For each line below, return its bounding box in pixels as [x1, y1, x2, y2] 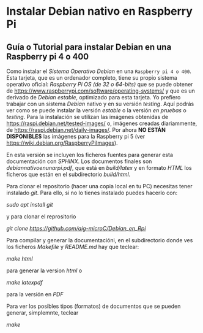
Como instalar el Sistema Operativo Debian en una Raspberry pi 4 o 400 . [6, 67, 191, 75]
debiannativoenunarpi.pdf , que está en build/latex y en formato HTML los [6, 164, 192, 171]
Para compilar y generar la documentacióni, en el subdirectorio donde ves [6, 237, 193, 243]
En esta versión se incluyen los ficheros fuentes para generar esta [6, 151, 173, 158]
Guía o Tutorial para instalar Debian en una [6, 42, 172, 52]
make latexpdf [6, 279, 43, 286]
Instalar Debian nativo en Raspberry [6, 4, 193, 18]
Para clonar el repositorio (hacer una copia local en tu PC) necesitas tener [6, 183, 193, 189]
